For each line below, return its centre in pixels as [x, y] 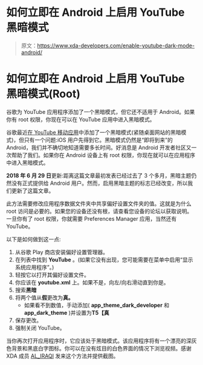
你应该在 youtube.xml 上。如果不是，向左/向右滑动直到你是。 [92, 282]
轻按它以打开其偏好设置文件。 [52, 275]
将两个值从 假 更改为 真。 [44, 297]
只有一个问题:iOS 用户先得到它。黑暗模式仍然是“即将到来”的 [98, 139]
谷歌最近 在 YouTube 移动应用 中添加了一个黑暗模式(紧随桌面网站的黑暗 [94, 132]
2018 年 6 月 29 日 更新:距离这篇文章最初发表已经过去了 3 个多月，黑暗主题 [99, 175]
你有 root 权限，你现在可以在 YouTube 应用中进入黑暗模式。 [81, 119]
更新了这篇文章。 [33, 190]
